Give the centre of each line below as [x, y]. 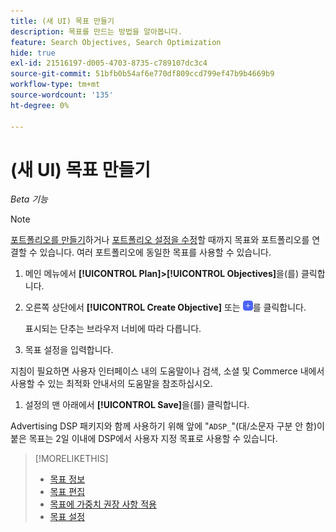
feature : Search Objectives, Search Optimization [116, 42]
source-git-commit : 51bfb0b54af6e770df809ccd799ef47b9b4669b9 [142, 74]
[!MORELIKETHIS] [71, 459]
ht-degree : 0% [40, 105]
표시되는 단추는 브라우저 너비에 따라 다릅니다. [113, 329]
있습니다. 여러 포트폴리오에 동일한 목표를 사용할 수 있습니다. [155, 252]
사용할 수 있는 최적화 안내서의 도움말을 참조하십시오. [111, 384]
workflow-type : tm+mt [55, 85]
